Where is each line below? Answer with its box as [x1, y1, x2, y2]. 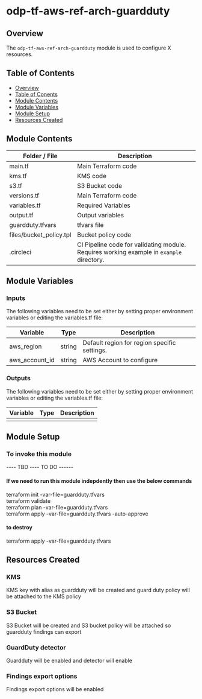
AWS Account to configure [82, 356, 158, 365]
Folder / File [23, 152, 58, 160]
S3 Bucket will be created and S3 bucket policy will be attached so [6, 622, 171, 629]
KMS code [77, 171, 107, 180]
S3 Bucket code [77, 181, 122, 190]
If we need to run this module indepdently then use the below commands [6, 477, 192, 484]
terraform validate [6, 497, 51, 505]
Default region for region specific [82, 339, 176, 347]
